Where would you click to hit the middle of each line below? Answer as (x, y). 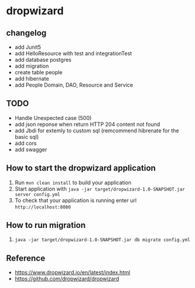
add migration (32, 66)
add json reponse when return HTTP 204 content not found (87, 124)
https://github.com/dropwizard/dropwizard (67, 279)
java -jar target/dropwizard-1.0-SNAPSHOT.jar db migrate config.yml (103, 240)
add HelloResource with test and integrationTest (73, 53)
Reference (26, 258)
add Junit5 (28, 47)
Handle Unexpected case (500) (53, 118)
